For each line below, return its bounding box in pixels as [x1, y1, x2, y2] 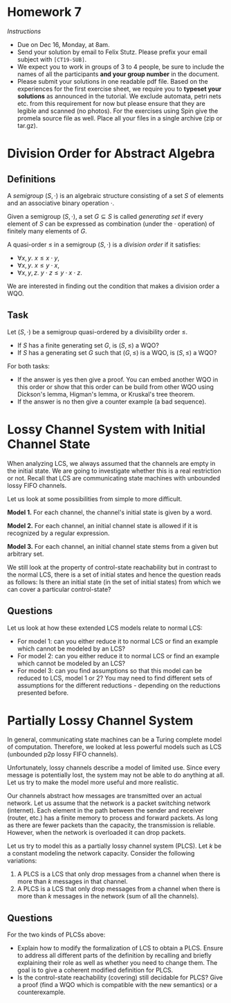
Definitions [7, 173, 56, 185]
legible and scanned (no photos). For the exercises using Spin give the [17, 107, 219, 115]
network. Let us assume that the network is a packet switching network [7, 799, 211, 807]
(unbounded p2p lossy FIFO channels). [7, 750, 119, 759]
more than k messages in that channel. [17, 877, 128, 886]
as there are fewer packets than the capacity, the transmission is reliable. [7, 821, 216, 829]
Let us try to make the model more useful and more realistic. [7, 778, 179, 786]
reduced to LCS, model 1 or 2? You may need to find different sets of [17, 674, 212, 682]
